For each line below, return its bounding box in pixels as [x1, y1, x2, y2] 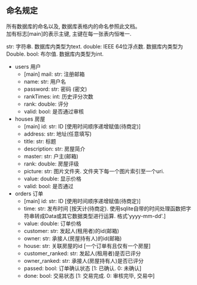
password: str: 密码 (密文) [23, 85, 87, 93]
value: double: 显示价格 [23, 175, 82, 182]
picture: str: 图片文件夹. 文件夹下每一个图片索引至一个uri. [23, 167, 165, 174]
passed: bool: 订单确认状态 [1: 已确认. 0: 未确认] [23, 265, 142, 272]
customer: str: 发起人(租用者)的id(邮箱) [23, 227, 120, 234]
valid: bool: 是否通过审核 [23, 108, 84, 115]
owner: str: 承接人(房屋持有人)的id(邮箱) [23, 235, 122, 242]
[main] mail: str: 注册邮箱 [23, 71, 85, 78]
